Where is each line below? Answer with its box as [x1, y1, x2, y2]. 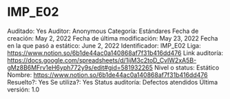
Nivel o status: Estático [154, 63, 220, 71]
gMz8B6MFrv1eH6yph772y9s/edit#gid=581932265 [7, 63, 154, 71]
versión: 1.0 [7, 85, 40, 93]
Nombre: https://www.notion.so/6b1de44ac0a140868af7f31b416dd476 [7, 70, 208, 79]
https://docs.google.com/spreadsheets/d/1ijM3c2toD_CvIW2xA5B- [7, 56, 197, 64]
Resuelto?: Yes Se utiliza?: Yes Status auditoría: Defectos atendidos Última [7, 78, 218, 86]
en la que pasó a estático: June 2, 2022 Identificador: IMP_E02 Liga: [7, 41, 201, 49]
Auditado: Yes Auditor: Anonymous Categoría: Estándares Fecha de [7, 27, 199, 35]
